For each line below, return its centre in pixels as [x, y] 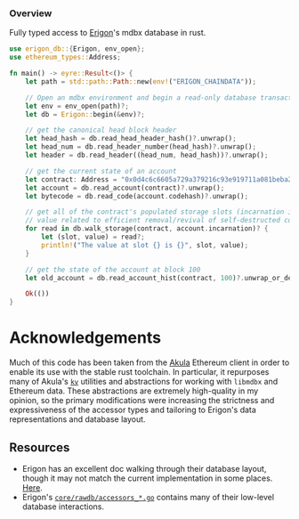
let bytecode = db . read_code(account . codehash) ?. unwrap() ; [137, 196]
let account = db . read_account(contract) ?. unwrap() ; [125, 188]
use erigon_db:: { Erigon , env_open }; [77, 49]
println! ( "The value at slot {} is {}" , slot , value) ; [145, 245]
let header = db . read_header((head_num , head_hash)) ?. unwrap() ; [147, 155]
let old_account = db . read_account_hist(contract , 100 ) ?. [135, 278]
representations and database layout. [77, 419]
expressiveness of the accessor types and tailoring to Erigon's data [133, 410]
